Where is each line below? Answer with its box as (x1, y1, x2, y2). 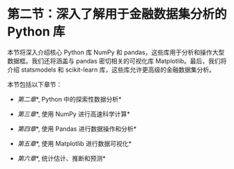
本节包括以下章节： (7, 80, 63, 88)
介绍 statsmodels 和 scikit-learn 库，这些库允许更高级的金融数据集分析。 (7, 65, 216, 74)
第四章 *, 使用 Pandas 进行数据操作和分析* (17, 124, 137, 133)
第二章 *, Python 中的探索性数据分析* (17, 95, 122, 103)
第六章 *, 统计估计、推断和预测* (17, 154, 106, 162)
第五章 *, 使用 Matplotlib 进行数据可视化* (17, 139, 132, 147)
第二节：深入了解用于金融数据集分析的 (7, 6, 228, 22)
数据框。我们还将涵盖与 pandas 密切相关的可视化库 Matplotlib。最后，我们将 (7, 56, 227, 65)
